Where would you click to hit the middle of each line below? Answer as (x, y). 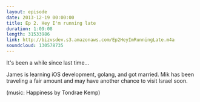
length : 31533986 (28, 34)
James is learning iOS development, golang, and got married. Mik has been (100, 74)
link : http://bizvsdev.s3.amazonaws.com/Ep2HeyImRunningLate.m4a (90, 40)
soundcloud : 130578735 (35, 46)
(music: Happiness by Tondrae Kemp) (53, 92)
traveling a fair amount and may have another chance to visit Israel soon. (97, 81)
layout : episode (27, 12)
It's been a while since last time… (48, 62)
